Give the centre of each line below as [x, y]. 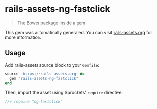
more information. [23, 37]
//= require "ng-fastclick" [34, 102]
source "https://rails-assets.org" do [45, 74]
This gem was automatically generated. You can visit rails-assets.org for [78, 32]
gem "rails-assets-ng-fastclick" [44, 78]
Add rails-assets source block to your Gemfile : [52, 65]
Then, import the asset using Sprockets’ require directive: [64, 93]
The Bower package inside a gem [51, 23]
